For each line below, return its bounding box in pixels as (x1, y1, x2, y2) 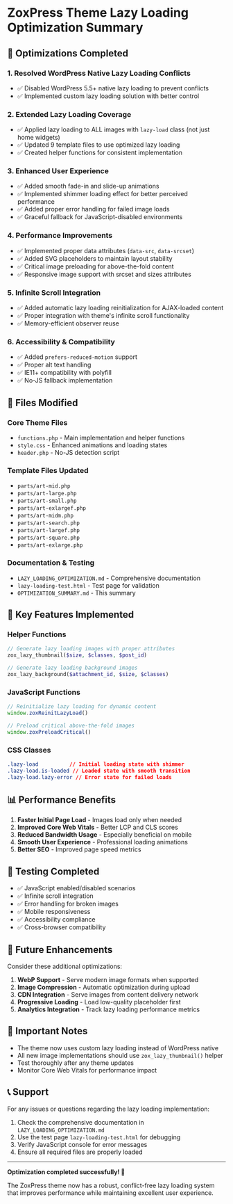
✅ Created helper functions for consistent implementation (17, 148, 182, 157)
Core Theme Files (7, 417, 68, 427)
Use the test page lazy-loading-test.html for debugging (17, 1132, 181, 1141)
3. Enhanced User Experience (7, 166, 109, 176)
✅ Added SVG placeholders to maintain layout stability (17, 254, 173, 262)
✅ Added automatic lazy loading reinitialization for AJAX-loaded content (17, 304, 224, 312)
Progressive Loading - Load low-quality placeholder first (17, 997, 182, 1006)
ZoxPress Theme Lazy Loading (7, 5, 189, 21)
